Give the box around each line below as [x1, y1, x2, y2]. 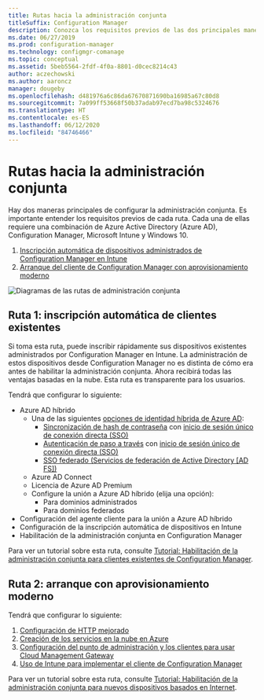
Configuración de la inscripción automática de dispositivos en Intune [19, 522, 242, 532]
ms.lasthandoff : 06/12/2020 [8, 121, 101, 129]
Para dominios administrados [42, 497, 137, 507]
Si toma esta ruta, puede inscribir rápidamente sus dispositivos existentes [8, 341, 247, 351]
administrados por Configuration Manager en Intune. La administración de [8, 350, 247, 359]
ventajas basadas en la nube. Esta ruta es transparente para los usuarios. [8, 375, 246, 385]
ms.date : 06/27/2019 [8, 33, 76, 42]
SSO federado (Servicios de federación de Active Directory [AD [42, 455, 249, 465]
